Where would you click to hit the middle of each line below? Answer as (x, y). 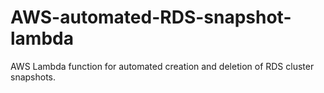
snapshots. (33, 77)
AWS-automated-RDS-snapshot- (151, 17)
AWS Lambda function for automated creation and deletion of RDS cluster (162, 66)
